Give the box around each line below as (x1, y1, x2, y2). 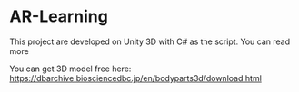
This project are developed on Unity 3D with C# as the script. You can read (9, 36, 291, 47)
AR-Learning (9, 6, 109, 27)
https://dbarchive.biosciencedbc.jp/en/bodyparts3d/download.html (9, 72, 262, 83)
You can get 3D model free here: (9, 63, 132, 74)
